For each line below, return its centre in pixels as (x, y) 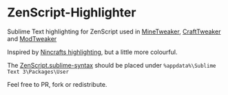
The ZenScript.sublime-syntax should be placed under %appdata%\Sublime (112, 65)
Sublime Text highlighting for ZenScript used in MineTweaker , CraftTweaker (114, 31)
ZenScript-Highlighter (72, 13)
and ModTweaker (32, 38)
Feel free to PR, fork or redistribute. (57, 84)
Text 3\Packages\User (38, 72)
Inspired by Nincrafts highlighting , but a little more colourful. (92, 52)
